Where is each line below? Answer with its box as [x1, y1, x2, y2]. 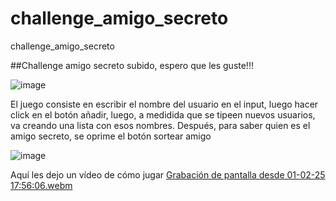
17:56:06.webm [10, 179, 73, 191]
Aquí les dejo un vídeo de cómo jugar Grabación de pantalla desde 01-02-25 [10, 168, 326, 181]
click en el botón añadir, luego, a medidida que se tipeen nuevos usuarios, [10, 108, 316, 121]
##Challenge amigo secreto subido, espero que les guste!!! [10, 59, 254, 71]
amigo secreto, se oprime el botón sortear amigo [10, 130, 212, 142]
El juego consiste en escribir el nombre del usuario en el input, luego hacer [10, 98, 319, 110]
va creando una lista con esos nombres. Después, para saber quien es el [10, 119, 311, 131]
